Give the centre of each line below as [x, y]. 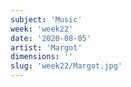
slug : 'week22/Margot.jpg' [66, 66]
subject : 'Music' [46, 19]
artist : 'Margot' [46, 47]
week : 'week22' [42, 29]
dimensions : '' [42, 57]
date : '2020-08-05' [51, 38]
